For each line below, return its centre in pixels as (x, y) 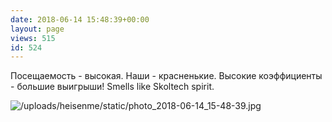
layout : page (37, 29)
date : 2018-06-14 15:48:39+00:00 (80, 19)
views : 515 (33, 38)
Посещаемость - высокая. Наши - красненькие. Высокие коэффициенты (166, 76)
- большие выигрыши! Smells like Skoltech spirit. (112, 87)
